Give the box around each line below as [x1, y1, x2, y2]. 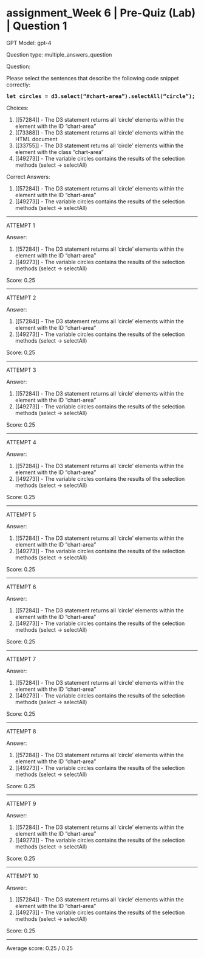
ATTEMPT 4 [6, 438, 36, 446]
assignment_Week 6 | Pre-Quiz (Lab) [6, 6, 196, 20]
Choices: [6, 104, 29, 111]
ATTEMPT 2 [6, 294, 36, 301]
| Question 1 [6, 19, 67, 33]
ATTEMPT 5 [6, 511, 36, 518]
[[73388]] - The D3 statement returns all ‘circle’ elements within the [15, 128, 184, 136]
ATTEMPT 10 [6, 872, 39, 879]
